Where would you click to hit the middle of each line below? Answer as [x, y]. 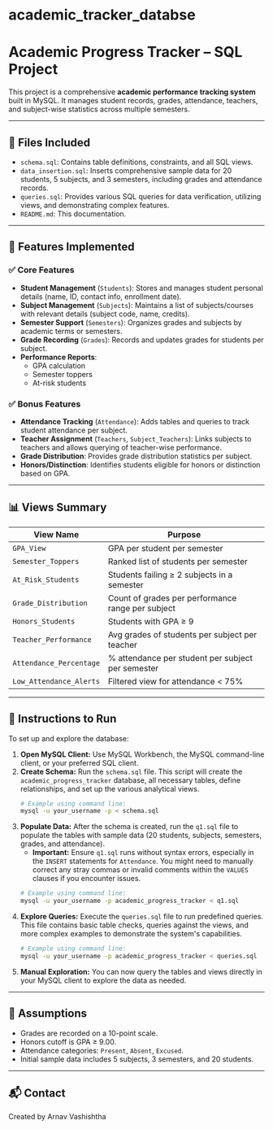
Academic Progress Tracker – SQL [126, 52]
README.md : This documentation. [73, 214]
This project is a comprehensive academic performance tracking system [132, 92]
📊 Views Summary [58, 508]
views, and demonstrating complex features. [95, 205]
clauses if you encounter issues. [86, 879]
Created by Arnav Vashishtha [57, 1117]
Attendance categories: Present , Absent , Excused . [102, 1050]
